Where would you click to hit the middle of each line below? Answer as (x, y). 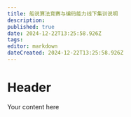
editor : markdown (33, 46)
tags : (15, 40)
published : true (31, 27)
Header (29, 88)
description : (26, 20)
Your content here (33, 106)
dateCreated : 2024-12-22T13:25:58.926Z (65, 53)
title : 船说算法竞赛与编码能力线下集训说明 (63, 14)
